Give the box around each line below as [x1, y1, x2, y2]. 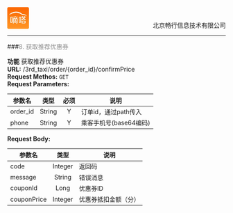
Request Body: [7, 134, 51, 143]
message [10, 173, 37, 181]
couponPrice [10, 195, 47, 203]
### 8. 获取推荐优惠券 [7, 42, 69, 51]
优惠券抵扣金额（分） [78, 195, 140, 203]
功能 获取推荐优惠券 [7, 57, 64, 65]
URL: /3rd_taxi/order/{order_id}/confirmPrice [7, 65, 135, 73]
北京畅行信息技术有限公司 [153, 21, 226, 29]
